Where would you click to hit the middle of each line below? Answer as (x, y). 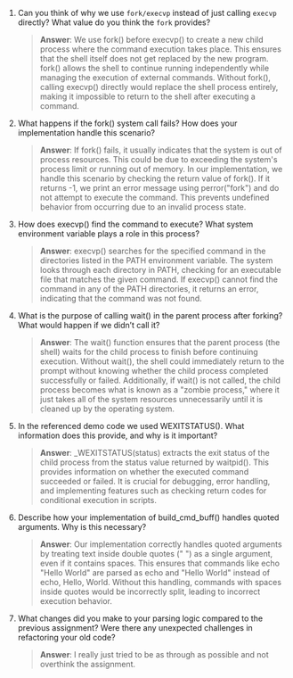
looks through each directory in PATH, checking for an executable (161, 270)
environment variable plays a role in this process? (109, 234)
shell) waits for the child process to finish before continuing (149, 352)
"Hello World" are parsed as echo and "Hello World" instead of (155, 573)
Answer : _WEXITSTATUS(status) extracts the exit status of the (155, 453)
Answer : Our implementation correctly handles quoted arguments (161, 544)
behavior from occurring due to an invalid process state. (143, 207)
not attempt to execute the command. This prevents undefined (155, 197)
